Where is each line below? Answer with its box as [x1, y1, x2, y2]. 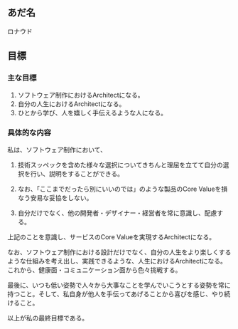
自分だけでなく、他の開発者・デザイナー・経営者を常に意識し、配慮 [17, 209, 217, 217]
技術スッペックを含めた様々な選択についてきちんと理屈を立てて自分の [17, 160, 223, 169]
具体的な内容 [7, 127, 52, 137]
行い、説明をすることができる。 [30, 169, 124, 178]
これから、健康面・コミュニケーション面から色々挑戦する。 [7, 266, 182, 274]
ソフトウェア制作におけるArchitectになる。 [17, 90, 144, 99]
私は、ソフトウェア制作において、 [7, 145, 107, 154]
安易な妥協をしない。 [30, 193, 93, 202]
